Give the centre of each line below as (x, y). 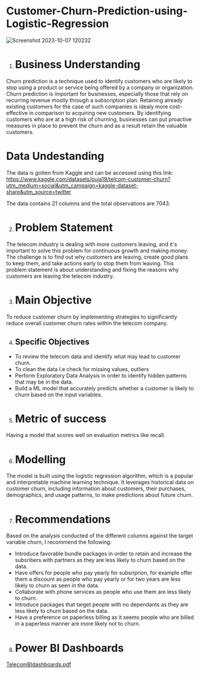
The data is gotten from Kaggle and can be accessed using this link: (90, 172)
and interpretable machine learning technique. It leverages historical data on (100, 482)
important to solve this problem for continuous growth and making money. (97, 250)
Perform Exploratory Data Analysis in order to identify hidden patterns (101, 375)
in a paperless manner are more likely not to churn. (77, 624)
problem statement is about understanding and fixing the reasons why (93, 269)
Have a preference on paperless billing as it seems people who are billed (104, 617)
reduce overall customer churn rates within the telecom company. (87, 323)
